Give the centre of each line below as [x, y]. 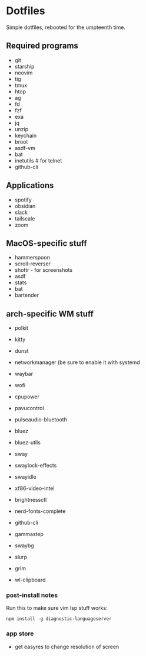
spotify [23, 200]
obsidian [25, 206]
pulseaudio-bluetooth [41, 420]
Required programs [42, 46]
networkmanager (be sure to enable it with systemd [77, 362]
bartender [27, 295]
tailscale [25, 218]
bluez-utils [28, 443]
